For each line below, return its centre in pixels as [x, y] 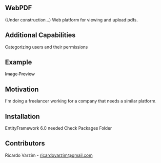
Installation [22, 116]
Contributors [25, 143]
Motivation [22, 89]
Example [19, 62]
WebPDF [19, 8]
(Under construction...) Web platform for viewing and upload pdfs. [71, 20]
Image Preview [20, 74]
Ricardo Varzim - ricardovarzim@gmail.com [49, 155]
